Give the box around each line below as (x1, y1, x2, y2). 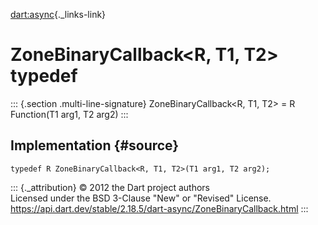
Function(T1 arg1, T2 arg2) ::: (10, 108, 129, 120)
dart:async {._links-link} (10, 9, 107, 20)
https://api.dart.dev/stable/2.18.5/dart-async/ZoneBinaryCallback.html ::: (10, 202, 309, 214)
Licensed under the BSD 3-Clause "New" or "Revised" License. (10, 192, 272, 204)
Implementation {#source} (10, 137, 180, 154)
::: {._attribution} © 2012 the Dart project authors (10, 181, 210, 193)
